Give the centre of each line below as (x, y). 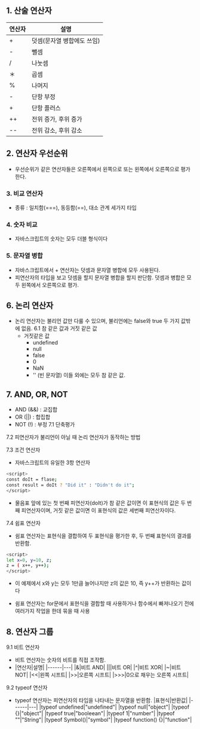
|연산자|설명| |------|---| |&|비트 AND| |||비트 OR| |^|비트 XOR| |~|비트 (98, 667)
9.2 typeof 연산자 (27, 687)
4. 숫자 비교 (22, 224)
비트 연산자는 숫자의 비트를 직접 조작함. (60, 660)
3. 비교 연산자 (25, 193)
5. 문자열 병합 (24, 256)
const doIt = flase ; (32, 480)
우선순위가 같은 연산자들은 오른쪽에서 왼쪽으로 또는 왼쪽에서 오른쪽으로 (97, 169)
